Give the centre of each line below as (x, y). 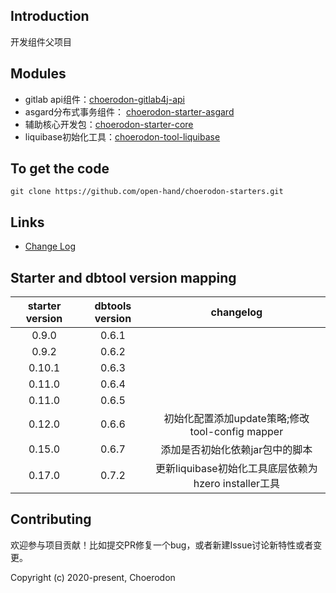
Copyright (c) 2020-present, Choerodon (93, 577)
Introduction (50, 16)
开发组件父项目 (41, 41)
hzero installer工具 (236, 484)
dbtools (113, 306)
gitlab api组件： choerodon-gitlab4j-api (104, 99)
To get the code (60, 169)
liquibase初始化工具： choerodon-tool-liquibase (122, 136)
